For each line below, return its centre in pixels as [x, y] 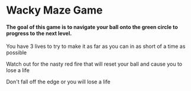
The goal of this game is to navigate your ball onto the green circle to [92, 27]
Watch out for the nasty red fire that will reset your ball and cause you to [94, 64]
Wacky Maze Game [54, 10]
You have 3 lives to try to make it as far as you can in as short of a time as [96, 46]
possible [17, 53]
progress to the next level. [39, 33]
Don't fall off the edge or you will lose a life [58, 82]
